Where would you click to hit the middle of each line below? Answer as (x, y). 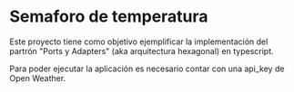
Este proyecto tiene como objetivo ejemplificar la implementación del (139, 41)
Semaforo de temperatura (109, 17)
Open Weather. (38, 78)
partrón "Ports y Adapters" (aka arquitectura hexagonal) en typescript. (142, 51)
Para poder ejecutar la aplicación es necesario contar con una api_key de (147, 69)
